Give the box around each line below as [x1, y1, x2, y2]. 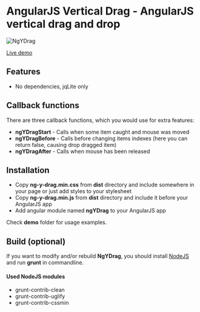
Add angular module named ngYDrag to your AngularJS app [15, 207, 167, 214]
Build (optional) [6, 236, 65, 246]
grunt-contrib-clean [15, 287, 65, 294]
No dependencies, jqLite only [15, 83, 89, 90]
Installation [6, 165, 50, 175]
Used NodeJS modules [6, 273, 65, 280]
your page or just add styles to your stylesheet [15, 188, 132, 195]
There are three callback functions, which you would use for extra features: [6, 117, 195, 124]
